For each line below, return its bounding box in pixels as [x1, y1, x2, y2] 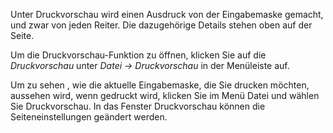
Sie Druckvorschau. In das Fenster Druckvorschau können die [10, 100, 266, 112]
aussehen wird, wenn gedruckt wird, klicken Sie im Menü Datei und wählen [10, 90, 320, 101]
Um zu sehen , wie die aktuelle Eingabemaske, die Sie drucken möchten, [10, 79, 310, 91]
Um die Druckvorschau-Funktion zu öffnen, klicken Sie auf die [10, 49, 267, 61]
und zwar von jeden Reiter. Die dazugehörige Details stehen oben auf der [10, 19, 313, 31]
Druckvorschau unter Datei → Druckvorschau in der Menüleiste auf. [10, 60, 290, 71]
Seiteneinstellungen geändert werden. [10, 111, 168, 123]
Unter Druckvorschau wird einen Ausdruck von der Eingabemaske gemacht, [10, 9, 324, 20]
